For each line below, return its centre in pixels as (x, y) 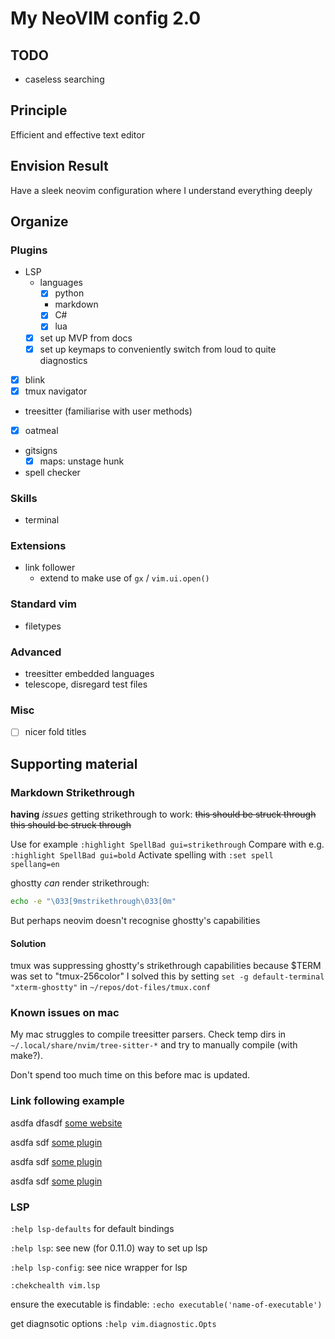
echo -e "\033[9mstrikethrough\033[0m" (93, 902)
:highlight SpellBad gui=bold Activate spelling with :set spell (142, 855)
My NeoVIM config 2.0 (106, 18)
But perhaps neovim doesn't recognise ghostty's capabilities (135, 920)
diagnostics (63, 360)
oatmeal (41, 430)
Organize (39, 222)
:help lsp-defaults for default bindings (92, 1229)
